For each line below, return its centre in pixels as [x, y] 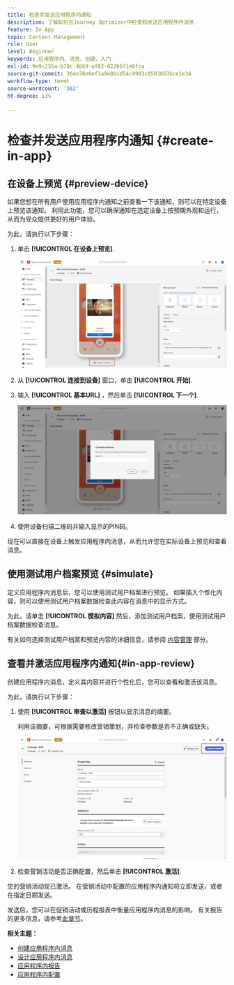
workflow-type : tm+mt [39, 81]
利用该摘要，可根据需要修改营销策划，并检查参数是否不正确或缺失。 [115, 726]
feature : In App [31, 29]
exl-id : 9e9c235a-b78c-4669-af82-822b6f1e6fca [76, 66]
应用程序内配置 [39, 974]
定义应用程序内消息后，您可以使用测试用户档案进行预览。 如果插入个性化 [112, 592]
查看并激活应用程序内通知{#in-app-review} [101, 664]
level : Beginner [31, 52]
